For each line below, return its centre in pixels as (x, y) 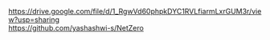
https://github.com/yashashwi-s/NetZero (76, 28)
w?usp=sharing (34, 20)
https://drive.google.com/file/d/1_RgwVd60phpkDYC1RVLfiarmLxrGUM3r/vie (135, 11)
